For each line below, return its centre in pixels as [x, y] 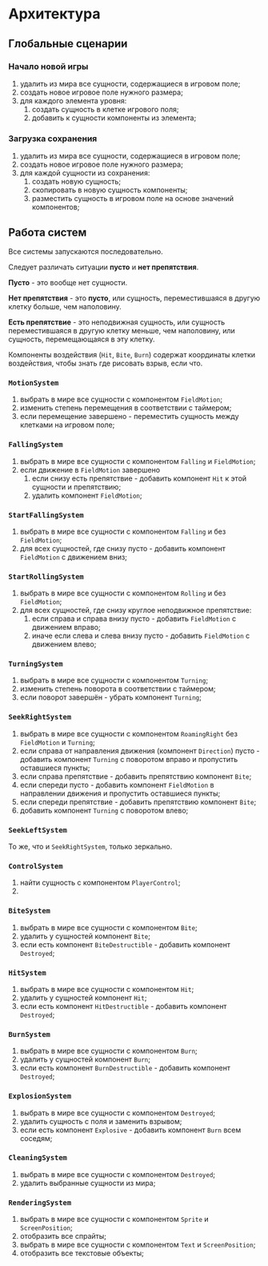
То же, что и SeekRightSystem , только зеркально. [90, 847]
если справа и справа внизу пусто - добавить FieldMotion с [134, 619]
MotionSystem [34, 383]
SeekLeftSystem [38, 830]
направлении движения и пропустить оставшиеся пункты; [120, 793]
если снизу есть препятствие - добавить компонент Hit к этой [139, 478]
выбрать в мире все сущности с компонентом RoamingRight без [129, 733]
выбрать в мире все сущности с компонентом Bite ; [108, 927]
